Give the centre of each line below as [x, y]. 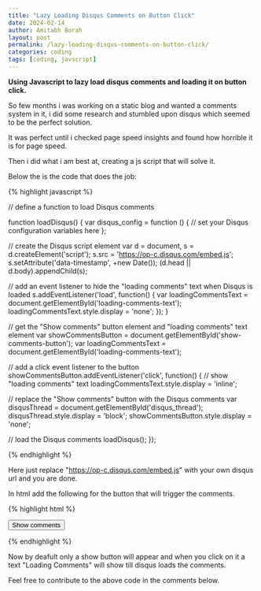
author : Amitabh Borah [45, 30]
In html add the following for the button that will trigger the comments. [121, 493]
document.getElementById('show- [186, 335]
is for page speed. [38, 146]
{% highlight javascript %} [51, 191]
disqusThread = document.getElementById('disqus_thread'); [106, 407]
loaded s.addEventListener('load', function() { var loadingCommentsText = [128, 294]
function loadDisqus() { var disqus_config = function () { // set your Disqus [129, 222]
